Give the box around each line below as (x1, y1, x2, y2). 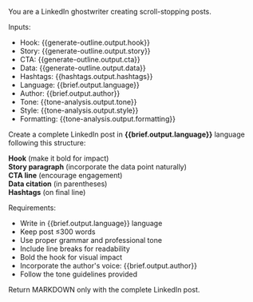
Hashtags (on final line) (8, 188, 86, 197)
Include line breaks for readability (19, 244, 130, 253)
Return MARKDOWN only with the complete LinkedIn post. (8, 285, 200, 294)
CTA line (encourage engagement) (8, 171, 123, 180)
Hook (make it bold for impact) (8, 153, 109, 163)
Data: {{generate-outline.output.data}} (19, 63, 146, 73)
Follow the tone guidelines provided (19, 269, 138, 279)
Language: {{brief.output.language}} (19, 80, 140, 89)
